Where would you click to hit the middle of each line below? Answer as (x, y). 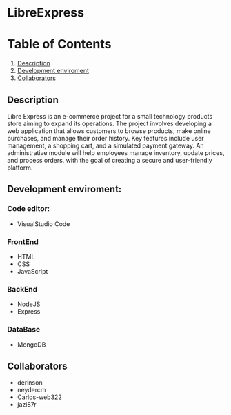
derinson (30, 383)
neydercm (31, 390)
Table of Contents (59, 44)
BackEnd (22, 289)
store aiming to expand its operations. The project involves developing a (110, 123)
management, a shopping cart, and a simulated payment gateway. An (106, 145)
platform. (20, 168)
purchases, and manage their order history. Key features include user (106, 138)
